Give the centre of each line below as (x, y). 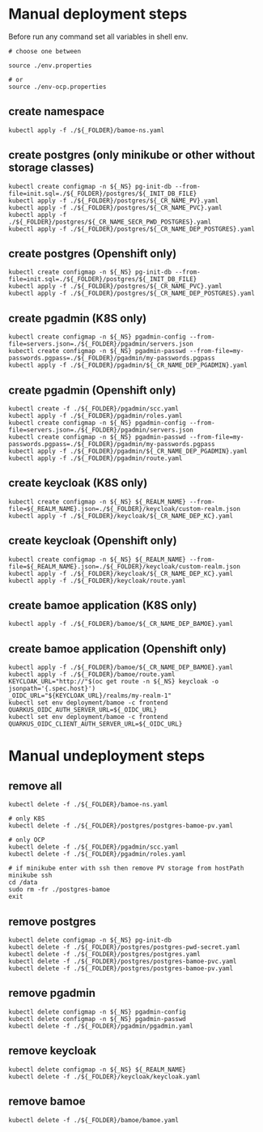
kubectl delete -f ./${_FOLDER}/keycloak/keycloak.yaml (104, 1077)
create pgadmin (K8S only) (78, 318)
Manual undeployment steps (106, 756)
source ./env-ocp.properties (57, 87)
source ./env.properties (50, 66)
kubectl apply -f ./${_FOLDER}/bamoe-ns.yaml (86, 130)
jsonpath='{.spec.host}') (52, 689)
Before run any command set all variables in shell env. (98, 36)
